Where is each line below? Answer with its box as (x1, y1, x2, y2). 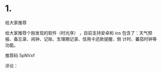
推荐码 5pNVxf (5, 52, 35, 58)
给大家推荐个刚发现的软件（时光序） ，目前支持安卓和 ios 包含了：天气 (5, 30, 148, 36)
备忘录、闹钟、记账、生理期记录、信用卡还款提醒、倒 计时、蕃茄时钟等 (13, 36, 157, 42)
